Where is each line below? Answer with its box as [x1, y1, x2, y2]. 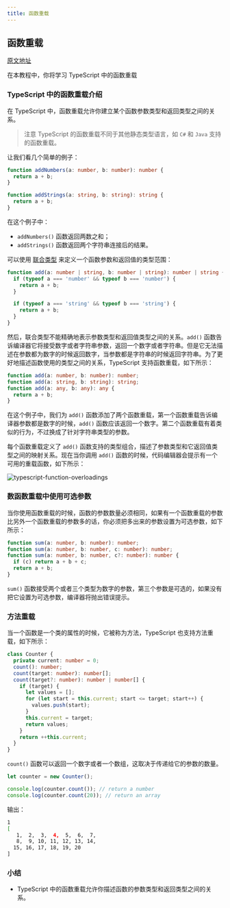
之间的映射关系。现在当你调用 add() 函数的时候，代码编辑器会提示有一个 [12, 451, 218, 459]
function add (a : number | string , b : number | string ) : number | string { [7, 268, 225, 276]
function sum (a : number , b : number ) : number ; [7, 539, 139, 546]
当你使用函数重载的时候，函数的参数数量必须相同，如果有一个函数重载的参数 [7, 508, 223, 517]
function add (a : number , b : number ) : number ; [7, 372, 139, 379]
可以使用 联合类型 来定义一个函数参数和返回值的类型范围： [7, 255, 172, 264]
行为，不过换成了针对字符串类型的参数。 [18, 428, 133, 436]
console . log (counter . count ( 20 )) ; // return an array [7, 792, 161, 798]
